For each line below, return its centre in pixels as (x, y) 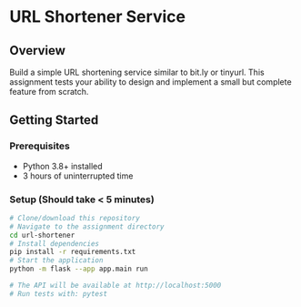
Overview (38, 51)
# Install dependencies (55, 243)
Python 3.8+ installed (62, 166)
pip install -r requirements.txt (73, 252)
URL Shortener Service (98, 17)
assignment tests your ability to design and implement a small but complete (151, 82)
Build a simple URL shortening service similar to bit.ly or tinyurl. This (137, 72)
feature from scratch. (49, 92)
